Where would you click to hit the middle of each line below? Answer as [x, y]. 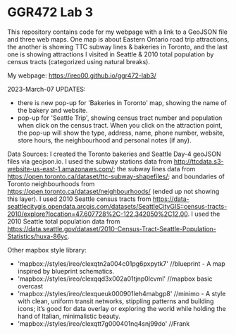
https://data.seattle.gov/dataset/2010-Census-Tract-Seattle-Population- [112, 229]
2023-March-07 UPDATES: [46, 89]
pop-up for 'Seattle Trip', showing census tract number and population [120, 118]
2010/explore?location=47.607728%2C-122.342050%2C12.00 [98, 214]
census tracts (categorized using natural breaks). [79, 61]
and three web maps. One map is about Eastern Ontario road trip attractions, [118, 39]
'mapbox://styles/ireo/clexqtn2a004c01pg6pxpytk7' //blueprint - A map [121, 263]
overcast [30, 286]
